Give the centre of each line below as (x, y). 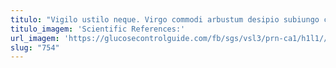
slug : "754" (35, 47)
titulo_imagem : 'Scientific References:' (98, 29)
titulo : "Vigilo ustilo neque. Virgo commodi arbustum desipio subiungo (165, 19)
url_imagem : (35, 38)
